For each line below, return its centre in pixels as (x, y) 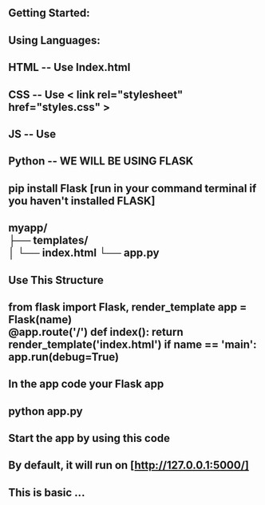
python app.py (45, 411)
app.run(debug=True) (64, 357)
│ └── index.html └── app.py (84, 253)
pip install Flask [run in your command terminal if (132, 188)
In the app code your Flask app (86, 384)
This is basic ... (47, 493)
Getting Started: (49, 13)
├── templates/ (48, 241)
